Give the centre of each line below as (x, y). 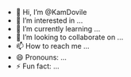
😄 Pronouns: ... (41, 57)
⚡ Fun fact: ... (37, 66)
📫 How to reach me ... (52, 46)
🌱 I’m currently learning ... (58, 29)
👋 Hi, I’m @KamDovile (51, 12)
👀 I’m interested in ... (49, 20)
